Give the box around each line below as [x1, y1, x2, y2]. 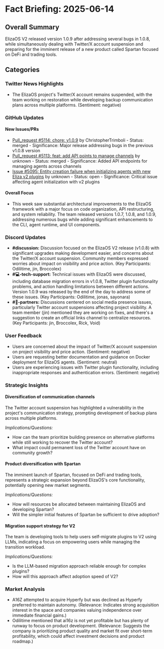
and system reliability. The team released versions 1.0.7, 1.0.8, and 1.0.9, [12, 212, 157, 217]
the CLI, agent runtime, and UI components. [12, 222, 101, 228]
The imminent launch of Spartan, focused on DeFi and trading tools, [5, 472, 142, 478]
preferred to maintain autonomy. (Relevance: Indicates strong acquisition [12, 602, 159, 608]
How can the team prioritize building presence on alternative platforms [12, 434, 155, 440]
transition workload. [5, 544, 46, 550]
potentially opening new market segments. [5, 482, 91, 488]
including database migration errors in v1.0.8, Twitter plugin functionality [12, 278, 158, 285]
